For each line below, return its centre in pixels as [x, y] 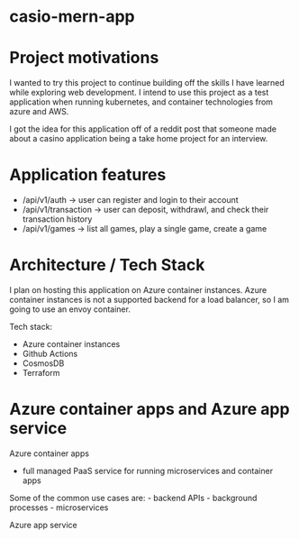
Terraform [41, 373]
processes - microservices [59, 507]
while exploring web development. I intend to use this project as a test [139, 93]
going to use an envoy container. [70, 309]
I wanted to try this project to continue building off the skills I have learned [147, 83]
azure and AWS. [39, 112]
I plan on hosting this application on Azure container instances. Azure [138, 290]
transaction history [57, 219]
